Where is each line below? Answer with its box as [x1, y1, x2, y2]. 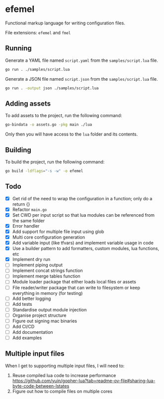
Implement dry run [12, 257, 51, 263]
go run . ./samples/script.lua [5, 67, 70, 72]
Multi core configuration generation [12, 234, 85, 240]
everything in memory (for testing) [12, 290, 83, 296]
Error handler [12, 223, 40, 229]
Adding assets [5, 99, 51, 108]
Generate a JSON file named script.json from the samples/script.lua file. [5, 76, 158, 82]
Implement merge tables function [12, 273, 81, 279]
